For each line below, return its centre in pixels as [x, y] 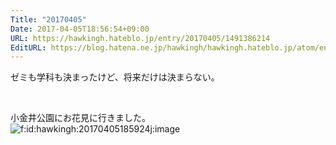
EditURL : [28, 47]
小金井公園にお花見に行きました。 [80, 118]
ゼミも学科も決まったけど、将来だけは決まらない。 [115, 77]
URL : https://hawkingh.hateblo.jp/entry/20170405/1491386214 [140, 38]
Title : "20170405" [48, 19]
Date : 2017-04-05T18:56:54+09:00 [80, 29]
